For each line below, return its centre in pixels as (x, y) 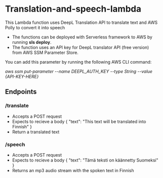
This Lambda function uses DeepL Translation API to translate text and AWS (81, 22)
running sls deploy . (32, 42)
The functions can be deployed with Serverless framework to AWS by (82, 37)
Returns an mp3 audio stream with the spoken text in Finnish (73, 170)
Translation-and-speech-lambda (73, 9)
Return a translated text (36, 132)
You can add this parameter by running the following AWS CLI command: (78, 62)
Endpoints (21, 92)
